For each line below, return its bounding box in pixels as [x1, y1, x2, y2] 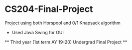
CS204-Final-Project [4, 3, 93, 15]
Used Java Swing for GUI [11, 29, 64, 35]
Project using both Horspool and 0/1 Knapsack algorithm [4, 20, 121, 26]
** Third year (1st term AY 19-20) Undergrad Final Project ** [4, 39, 128, 45]
